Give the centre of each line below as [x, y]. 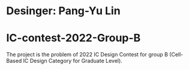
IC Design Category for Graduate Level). [73, 61]
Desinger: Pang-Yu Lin [64, 11]
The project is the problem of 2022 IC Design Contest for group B [87, 55]
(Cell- [176, 55]
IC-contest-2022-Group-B [73, 38]
